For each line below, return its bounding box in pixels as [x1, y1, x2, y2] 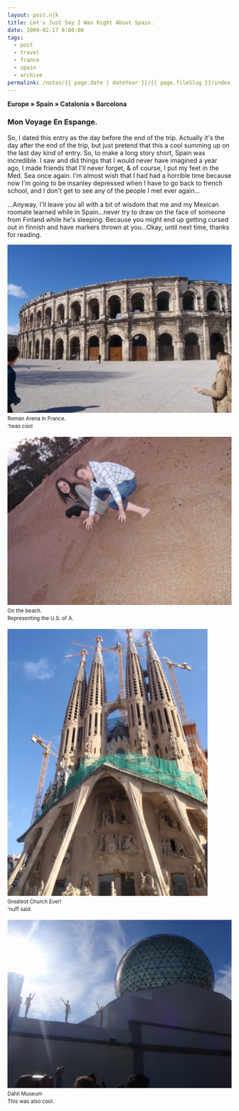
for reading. [7, 230, 42, 238]
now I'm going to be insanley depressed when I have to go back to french [7, 179, 223, 187]
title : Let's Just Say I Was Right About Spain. [7, 19, 154, 26]
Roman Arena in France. [7, 415, 66, 422]
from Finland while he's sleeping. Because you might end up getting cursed [7, 215, 229, 223]
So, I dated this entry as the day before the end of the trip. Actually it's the [7, 133, 225, 142]
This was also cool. [7, 1097, 55, 1105]
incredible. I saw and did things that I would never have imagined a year [7, 156, 218, 164]
